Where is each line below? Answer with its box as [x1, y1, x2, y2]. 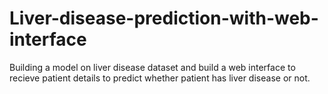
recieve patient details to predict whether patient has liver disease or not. [9, 72, 311, 84]
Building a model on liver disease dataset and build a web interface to [9, 61, 296, 73]
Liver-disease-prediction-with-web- [9, 7, 319, 30]
